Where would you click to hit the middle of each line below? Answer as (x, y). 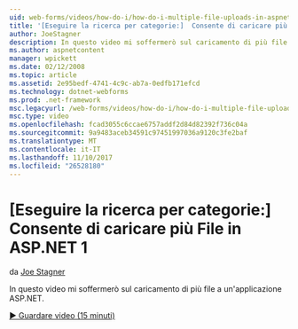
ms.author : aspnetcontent (57, 51)
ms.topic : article (43, 75)
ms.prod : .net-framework (55, 100)
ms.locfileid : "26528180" (57, 166)
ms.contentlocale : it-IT (55, 149)
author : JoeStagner (45, 34)
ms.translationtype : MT (53, 141)
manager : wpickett (43, 59)
